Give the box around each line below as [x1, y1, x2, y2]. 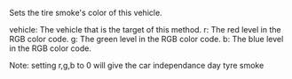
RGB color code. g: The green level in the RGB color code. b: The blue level [9, 34, 284, 44]
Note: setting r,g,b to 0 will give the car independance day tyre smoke [9, 61, 264, 70]
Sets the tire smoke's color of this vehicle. [9, 8, 162, 18]
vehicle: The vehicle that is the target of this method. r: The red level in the [9, 25, 281, 34]
